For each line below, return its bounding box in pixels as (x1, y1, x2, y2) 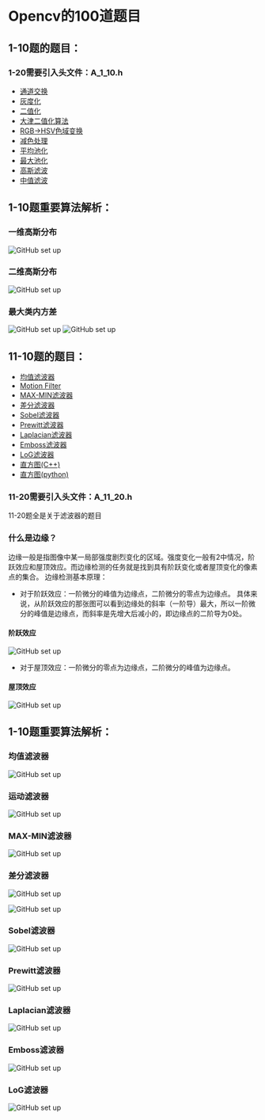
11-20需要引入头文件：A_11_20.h (8, 491, 133, 502)
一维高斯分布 (8, 227, 58, 238)
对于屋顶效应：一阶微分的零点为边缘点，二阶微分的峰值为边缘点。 (19, 662, 235, 672)
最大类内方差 (8, 306, 58, 317)
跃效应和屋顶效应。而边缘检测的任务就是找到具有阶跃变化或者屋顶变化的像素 (8, 562, 258, 571)
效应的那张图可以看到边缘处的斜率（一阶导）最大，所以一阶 (54, 599, 249, 608)
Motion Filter (19, 381, 62, 390)
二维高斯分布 (8, 266, 58, 277)
